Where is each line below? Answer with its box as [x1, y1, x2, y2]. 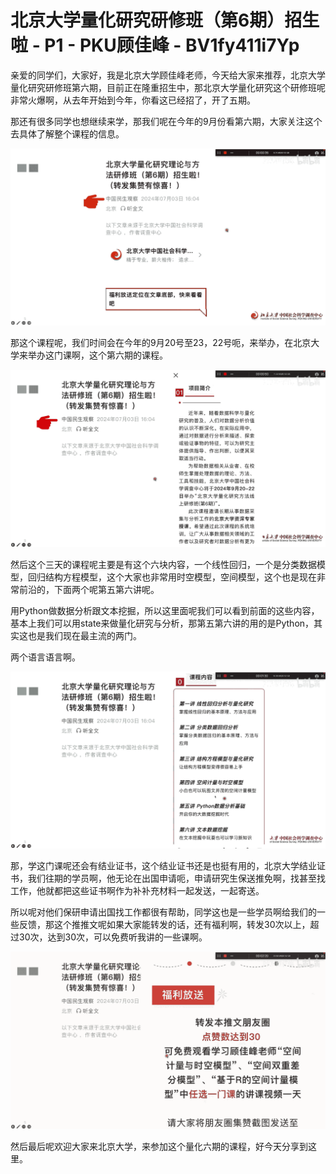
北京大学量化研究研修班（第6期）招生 [10, 9, 320, 32]
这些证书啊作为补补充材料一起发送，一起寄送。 [71, 885, 265, 897]
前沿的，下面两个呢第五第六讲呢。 [18, 583, 160, 595]
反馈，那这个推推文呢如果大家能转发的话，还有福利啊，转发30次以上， [18, 919, 311, 931]
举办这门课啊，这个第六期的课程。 [27, 349, 168, 361]
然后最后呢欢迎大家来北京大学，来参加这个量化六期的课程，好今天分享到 [10, 1140, 308, 1152]
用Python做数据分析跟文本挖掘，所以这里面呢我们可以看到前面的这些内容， [10, 604, 320, 616]
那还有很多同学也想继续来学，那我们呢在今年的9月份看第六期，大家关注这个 [10, 115, 323, 127]
